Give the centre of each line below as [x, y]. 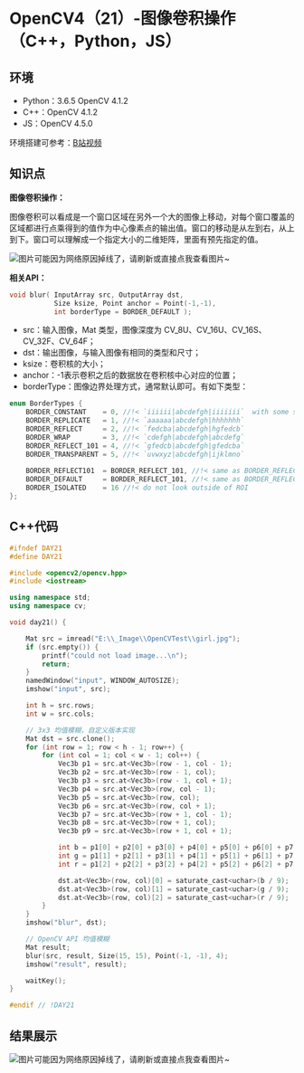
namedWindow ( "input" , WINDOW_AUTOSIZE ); [103, 681]
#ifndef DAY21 [36, 548]
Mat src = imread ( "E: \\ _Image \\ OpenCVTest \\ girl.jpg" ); [133, 639]
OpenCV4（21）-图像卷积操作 [123, 19]
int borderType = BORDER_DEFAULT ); [123, 312]
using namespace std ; [50, 598]
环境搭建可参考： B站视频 [56, 142]
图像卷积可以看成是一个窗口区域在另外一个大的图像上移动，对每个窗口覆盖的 [152, 216]
